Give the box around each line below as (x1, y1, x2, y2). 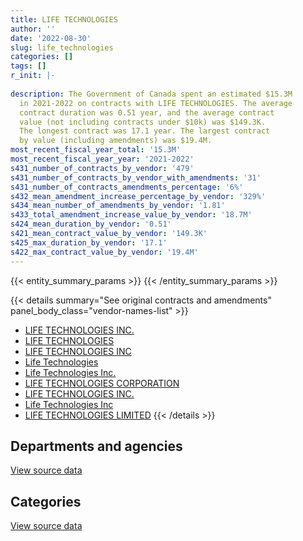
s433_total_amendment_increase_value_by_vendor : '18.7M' (10, 210, 253, 220)
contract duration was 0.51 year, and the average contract (19, 107, 275, 118)
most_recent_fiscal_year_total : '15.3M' (10, 145, 182, 155)
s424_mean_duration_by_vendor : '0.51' (10, 219, 172, 230)
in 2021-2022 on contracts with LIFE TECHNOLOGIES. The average (19, 98, 293, 108)
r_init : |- (10, 71, 56, 81)
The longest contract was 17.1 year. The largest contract (19, 126, 271, 136)
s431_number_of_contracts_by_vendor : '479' (10, 163, 195, 173)
